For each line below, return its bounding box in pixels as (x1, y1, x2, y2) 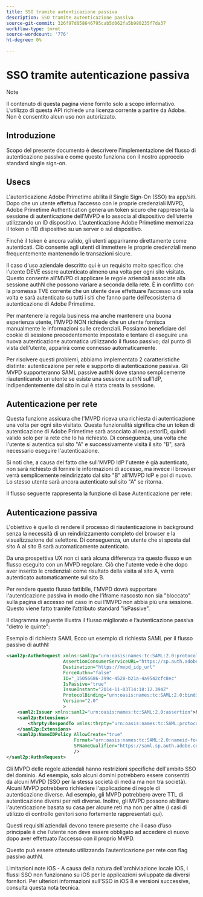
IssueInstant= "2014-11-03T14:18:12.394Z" (63, 686, 169, 693)
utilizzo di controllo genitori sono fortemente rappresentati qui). (6, 810, 164, 817)
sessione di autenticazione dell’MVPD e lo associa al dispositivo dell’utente (6, 212, 193, 220)
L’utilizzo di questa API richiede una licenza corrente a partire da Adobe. (6, 107, 186, 114)
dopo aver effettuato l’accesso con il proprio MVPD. (6, 835, 135, 842)
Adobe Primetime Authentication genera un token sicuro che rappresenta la (6, 206, 195, 213)
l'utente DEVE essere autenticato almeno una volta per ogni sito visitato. (6, 268, 185, 275)
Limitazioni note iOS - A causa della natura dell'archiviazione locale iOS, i (6, 864, 188, 872)
